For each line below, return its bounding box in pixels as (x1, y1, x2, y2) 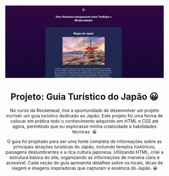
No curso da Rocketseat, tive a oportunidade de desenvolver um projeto (10, 107, 159, 113)
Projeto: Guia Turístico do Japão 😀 (10, 91, 159, 102)
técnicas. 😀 (72, 129, 97, 135)
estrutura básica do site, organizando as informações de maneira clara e (9, 154, 160, 160)
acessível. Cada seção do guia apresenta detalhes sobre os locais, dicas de (6, 160, 163, 166)
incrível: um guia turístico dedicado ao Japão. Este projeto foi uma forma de (6, 113, 163, 119)
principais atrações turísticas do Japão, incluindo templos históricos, (13, 144, 156, 150)
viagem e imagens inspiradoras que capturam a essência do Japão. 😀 (12, 165, 157, 171)
